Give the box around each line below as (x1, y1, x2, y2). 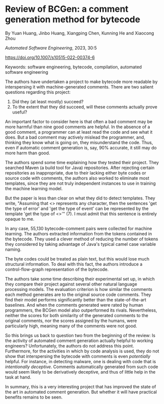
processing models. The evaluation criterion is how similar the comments (5, 286, 153, 292)
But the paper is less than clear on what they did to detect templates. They (5, 195, 156, 201)
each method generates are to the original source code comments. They (5, 291, 151, 297)
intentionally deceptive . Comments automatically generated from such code (5, 364, 158, 370)
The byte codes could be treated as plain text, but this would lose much (5, 256, 150, 261)
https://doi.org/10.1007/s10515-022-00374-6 (5, 54, 95, 60)
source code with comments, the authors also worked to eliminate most (5, 175, 149, 181)
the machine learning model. (5, 185, 63, 191)
